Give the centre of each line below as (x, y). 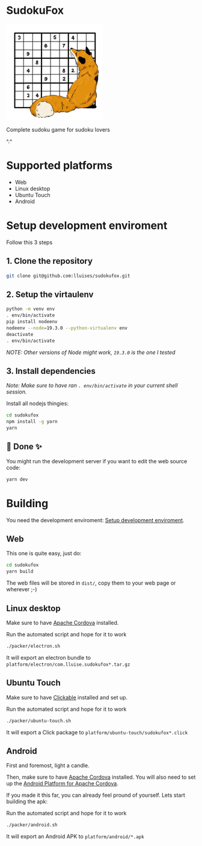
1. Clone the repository (50, 261)
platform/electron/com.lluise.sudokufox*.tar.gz (68, 665)
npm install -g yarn (32, 422)
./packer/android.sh (32, 825)
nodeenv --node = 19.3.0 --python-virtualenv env (67, 328)
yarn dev (17, 479)
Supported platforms (60, 166)
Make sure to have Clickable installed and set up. (67, 697)
